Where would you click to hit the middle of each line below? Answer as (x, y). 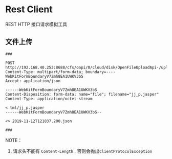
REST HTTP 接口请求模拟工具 (36, 24)
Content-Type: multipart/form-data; (44, 72)
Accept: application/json (33, 81)
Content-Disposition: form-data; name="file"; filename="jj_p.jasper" (82, 94)
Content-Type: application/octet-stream (49, 99)
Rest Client (29, 9)
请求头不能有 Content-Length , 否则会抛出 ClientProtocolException (82, 151)
